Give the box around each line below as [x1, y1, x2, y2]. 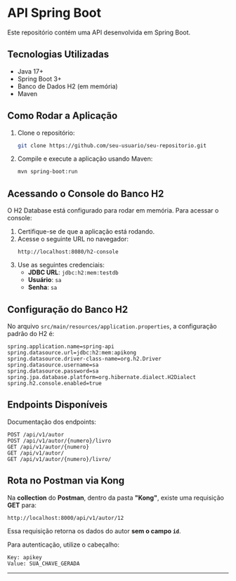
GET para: [7, 500, 37, 509]
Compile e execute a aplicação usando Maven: [17, 154, 153, 163]
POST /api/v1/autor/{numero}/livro [7, 437, 112, 444]
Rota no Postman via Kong [7, 475, 125, 487]
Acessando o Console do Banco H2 [7, 187, 164, 199]
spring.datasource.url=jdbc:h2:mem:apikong [7, 349, 137, 356]
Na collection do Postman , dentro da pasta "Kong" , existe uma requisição [7, 493, 225, 502]
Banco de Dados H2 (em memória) [17, 82, 118, 91]
